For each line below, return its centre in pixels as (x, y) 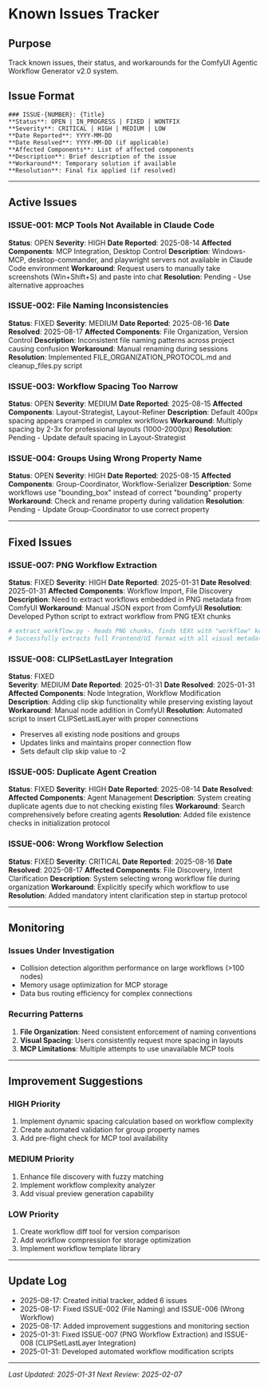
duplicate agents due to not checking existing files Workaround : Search (127, 806)
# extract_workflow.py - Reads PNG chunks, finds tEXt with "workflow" (130, 631)
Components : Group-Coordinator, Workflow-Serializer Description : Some (130, 484)
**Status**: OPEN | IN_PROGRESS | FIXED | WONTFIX (94, 121)
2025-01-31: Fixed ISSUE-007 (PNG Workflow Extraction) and (121, 1334)
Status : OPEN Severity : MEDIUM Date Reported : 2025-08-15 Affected (126, 403)
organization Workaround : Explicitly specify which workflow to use (119, 887)
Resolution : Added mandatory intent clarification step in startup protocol (128, 895)
